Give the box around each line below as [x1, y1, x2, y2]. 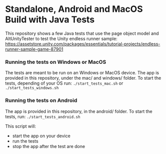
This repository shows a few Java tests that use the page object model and [5, 30, 159, 36]
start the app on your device [12, 133, 71, 139]
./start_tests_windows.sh [5, 86, 59, 91]
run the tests [12, 138, 39, 144]
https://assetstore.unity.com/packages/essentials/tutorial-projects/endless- [5, 41, 161, 47]
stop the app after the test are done [12, 143, 85, 149]
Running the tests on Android [5, 97, 78, 104]
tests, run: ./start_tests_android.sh [5, 113, 81, 119]
